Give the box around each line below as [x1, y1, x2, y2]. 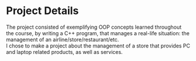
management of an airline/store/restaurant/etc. [6, 36, 119, 43]
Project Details [6, 4, 79, 18]
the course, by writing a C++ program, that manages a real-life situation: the [6, 29, 190, 36]
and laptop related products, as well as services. [6, 48, 123, 55]
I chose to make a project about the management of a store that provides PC [6, 42, 191, 49]
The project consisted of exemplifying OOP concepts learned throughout [6, 23, 182, 30]
